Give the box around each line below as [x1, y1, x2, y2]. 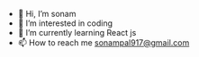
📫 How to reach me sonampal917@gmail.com [17, 37, 190, 48]
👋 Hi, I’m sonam [17, 9, 77, 19]
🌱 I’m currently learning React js [17, 28, 137, 37]
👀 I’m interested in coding [17, 18, 113, 28]
